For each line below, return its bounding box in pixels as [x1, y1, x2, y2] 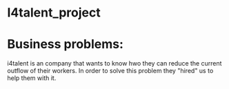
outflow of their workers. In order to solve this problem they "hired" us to [7, 67, 214, 75]
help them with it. [7, 74, 57, 82]
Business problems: [7, 37, 124, 52]
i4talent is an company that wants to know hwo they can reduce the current [7, 59, 222, 68]
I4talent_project [7, 5, 101, 21]
